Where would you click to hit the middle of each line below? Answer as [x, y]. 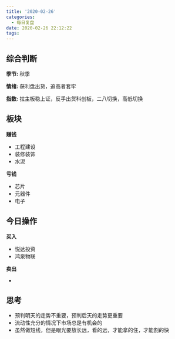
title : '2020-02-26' [31, 11]
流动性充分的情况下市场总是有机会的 [58, 323]
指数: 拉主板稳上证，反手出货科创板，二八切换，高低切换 [75, 99]
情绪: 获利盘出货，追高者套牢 [41, 86]
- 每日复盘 [23, 22]
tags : [13, 33]
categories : [21, 17]
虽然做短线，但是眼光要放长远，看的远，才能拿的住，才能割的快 [92, 330]
